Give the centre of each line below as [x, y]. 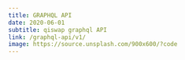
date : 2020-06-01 [37, 23]
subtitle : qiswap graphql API [58, 30]
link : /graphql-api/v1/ [47, 37]
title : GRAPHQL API [40, 15]
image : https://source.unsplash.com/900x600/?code [93, 44]
